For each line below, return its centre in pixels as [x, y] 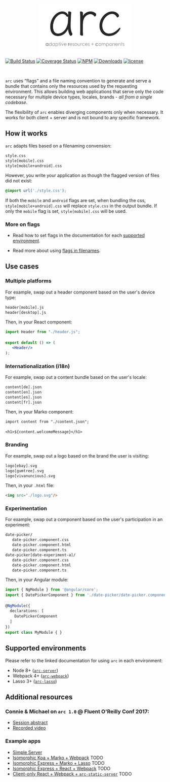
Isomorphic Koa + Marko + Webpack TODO [58, 758]
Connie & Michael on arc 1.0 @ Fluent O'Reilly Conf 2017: [77, 711]
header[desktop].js [26, 312]
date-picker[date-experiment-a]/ [40, 555]
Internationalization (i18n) [37, 366]
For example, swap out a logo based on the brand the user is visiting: [77, 455]
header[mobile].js [25, 307]
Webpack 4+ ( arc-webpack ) [41, 676]
